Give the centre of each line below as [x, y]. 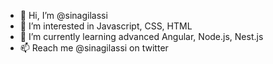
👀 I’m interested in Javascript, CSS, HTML [106, 26]
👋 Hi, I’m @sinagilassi [63, 15]
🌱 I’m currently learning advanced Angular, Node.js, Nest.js [141, 36]
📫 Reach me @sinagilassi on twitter [94, 48]
